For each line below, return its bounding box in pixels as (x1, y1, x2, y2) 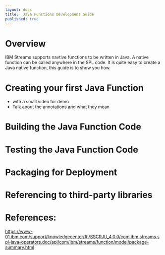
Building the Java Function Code (5, 121, 141, 132)
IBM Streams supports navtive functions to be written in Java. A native (5, 54, 149, 60)
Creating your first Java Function (5, 82, 144, 93)
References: (5, 212, 56, 223)
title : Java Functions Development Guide (5, 12, 94, 17)
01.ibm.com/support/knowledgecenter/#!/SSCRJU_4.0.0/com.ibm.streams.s (5, 234, 160, 240)
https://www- (5, 228, 33, 234)
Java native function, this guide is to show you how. (5, 65, 110, 71)
